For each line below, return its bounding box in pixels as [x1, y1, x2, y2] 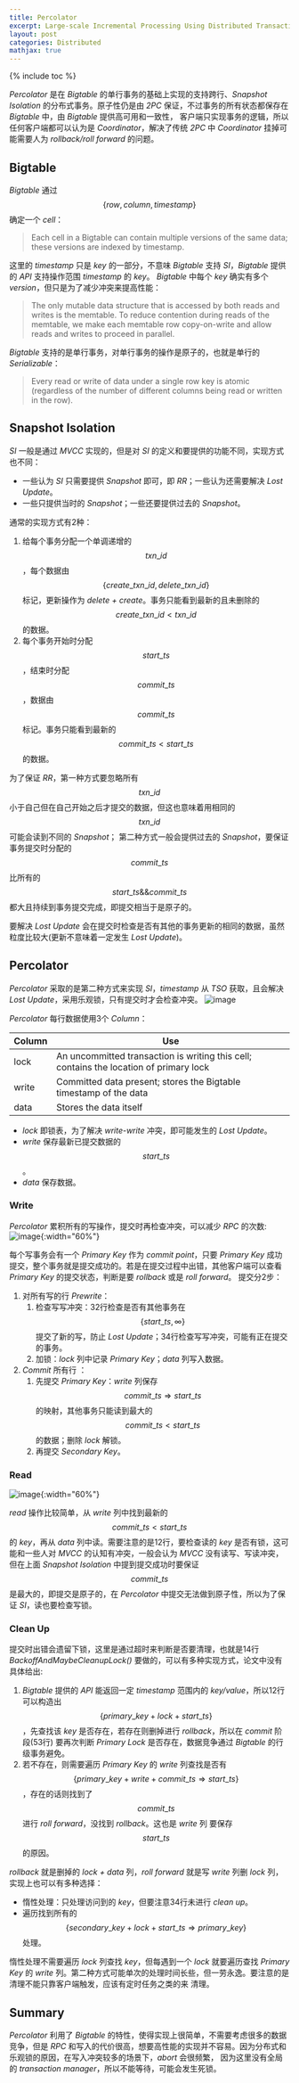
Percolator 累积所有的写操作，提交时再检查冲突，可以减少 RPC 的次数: [9, 1220, 267, 1231]
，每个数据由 [21, 565, 69, 576]
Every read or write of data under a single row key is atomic [30, 375, 250, 386]
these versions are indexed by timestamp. [30, 242, 185, 252]
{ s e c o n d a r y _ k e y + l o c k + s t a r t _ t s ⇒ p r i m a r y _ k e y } [65, 1923, 247, 1933]
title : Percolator [9, 12, 77, 22]
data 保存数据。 [21, 1177, 81, 1187]
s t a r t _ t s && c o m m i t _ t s [111, 886, 188, 897]
